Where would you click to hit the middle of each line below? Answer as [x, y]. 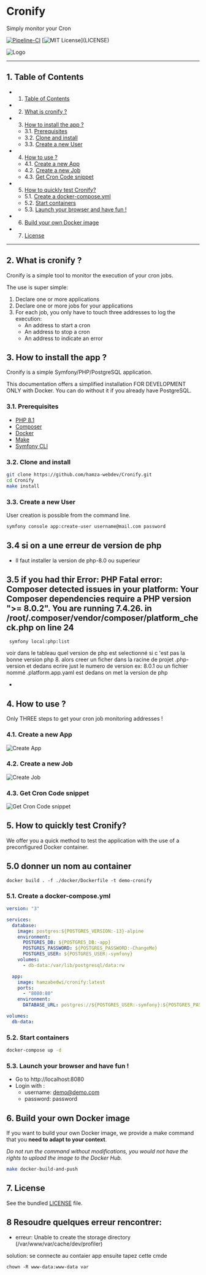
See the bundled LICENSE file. [44, 1203]
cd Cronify [20, 480]
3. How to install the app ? [57, 357]
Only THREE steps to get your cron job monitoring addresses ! [85, 719]
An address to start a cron [57, 325]
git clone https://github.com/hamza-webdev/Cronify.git [79, 475]
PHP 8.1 [25, 420]
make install [23, 486]
